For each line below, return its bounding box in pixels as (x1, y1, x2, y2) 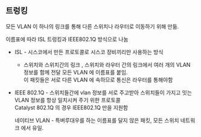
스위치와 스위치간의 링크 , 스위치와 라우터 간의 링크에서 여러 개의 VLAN (23, 61, 191, 68)
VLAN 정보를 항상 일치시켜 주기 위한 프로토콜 (14, 96, 121, 103)
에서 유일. (21, 124, 44, 131)
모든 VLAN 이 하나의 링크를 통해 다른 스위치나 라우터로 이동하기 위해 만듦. (5, 23, 179, 30)
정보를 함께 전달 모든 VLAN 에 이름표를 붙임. (23, 68, 128, 76)
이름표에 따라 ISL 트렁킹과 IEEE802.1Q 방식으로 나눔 (5, 35, 129, 43)
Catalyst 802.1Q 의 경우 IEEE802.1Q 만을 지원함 (14, 104, 128, 111)
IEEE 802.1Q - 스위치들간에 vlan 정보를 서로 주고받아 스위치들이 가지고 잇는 (14, 89, 193, 96)
